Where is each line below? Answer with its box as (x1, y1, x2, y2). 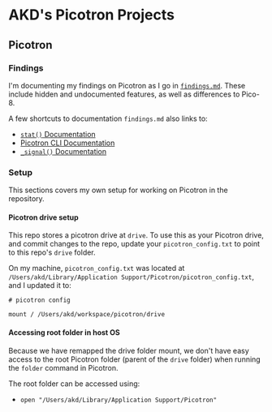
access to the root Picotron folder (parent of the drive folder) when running (8, 354, 261, 364)
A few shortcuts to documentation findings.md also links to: (8, 114, 209, 123)
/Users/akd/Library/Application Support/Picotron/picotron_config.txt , (8, 272, 254, 281)
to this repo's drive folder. (8, 247, 96, 257)
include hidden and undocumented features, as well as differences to (8, 89, 240, 99)
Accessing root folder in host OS (8, 327, 120, 337)
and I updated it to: (8, 281, 71, 290)
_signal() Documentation (19, 146, 107, 156)
